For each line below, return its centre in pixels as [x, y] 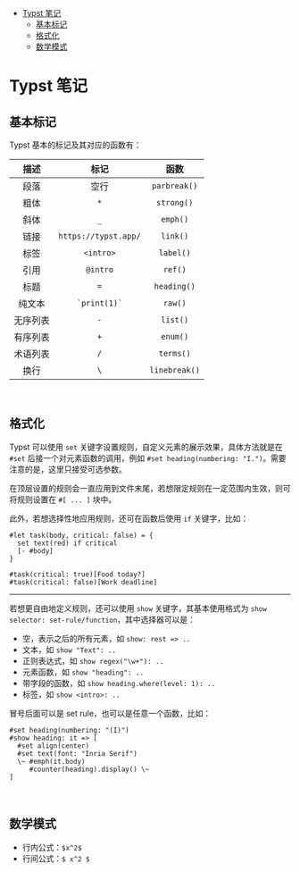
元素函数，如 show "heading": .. [83, 672]
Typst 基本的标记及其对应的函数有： [75, 145]
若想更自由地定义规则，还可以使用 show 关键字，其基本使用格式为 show [138, 608]
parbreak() [175, 186]
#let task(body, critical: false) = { [81, 535]
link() [175, 236]
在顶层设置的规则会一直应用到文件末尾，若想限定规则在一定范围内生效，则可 [150, 488]
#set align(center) [54, 746]
